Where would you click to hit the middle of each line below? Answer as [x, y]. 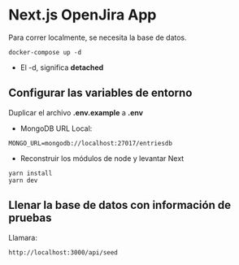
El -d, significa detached [62, 67]
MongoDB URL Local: [56, 128]
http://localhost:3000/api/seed [63, 252]
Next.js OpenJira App [83, 15]
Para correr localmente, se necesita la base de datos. [98, 37]
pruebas [30, 218]
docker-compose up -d [45, 52]
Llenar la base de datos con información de [120, 205]
